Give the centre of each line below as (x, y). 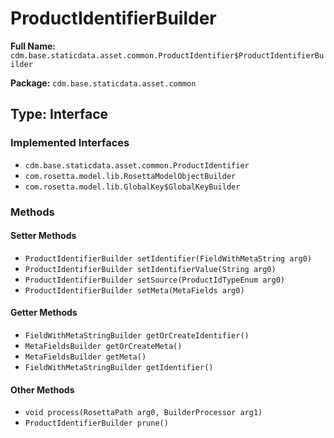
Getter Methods (44, 313)
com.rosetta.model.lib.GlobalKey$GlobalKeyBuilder (132, 187)
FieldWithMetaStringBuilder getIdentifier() (119, 367)
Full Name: (33, 46)
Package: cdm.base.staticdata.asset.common (103, 83)
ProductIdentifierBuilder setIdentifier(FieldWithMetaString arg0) (168, 258)
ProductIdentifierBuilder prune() (96, 423)
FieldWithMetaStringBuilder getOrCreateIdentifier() (137, 335)
